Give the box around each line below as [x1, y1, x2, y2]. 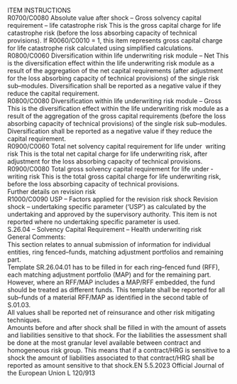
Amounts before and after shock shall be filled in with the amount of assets [7, 324, 227, 331]
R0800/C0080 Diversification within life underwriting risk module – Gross [7, 97, 222, 105]
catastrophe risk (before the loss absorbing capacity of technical [7, 28, 197, 37]
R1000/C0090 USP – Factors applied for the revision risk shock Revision [7, 195, 219, 203]
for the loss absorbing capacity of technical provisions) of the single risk [7, 74, 219, 82]
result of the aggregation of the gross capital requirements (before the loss [7, 112, 226, 120]
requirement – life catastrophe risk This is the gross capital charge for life [7, 21, 221, 29]
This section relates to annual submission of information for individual [7, 240, 211, 248]
